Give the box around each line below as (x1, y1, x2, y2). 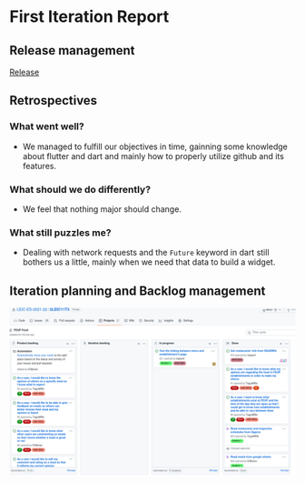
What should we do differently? (9, 183, 152, 196)
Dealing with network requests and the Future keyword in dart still (22, 247, 270, 258)
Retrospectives (9, 93, 98, 108)
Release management (9, 43, 135, 58)
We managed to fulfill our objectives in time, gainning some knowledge (22, 141, 288, 152)
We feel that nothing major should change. (22, 203, 182, 215)
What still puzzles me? (9, 226, 112, 238)
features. (22, 160, 57, 171)
